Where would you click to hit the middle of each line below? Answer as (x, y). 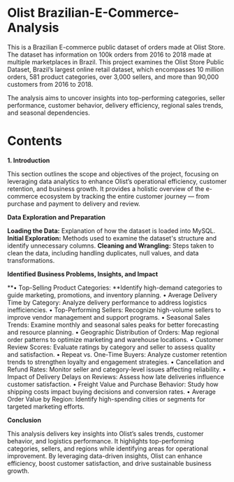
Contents (35, 141)
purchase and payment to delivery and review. (74, 204)
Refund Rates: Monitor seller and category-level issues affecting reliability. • (117, 369)
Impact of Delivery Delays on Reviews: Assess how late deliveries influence (116, 376)
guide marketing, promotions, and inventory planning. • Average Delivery (112, 295)
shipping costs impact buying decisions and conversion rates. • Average (112, 391)
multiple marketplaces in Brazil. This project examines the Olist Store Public (116, 62)
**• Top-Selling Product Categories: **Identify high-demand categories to (115, 288)
